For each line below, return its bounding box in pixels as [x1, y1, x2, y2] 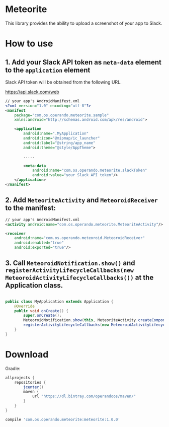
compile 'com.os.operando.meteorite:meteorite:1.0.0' [5, 417, 121, 422]
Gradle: [5, 365, 21, 371]
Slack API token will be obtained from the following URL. [5, 79, 122, 85]
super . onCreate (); [23, 313, 62, 318]
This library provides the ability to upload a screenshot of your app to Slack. [5, 20, 162, 26]
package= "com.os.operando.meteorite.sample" [14, 112, 109, 118]
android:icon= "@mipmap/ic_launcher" [23, 136, 100, 141]
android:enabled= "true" [14, 240, 64, 245]
